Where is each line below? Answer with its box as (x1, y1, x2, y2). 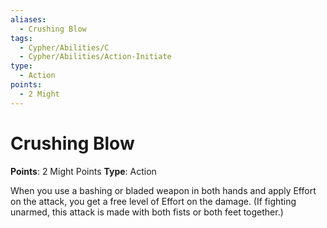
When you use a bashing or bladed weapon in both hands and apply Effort (10, 184, 317, 196)
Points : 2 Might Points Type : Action (10, 165, 157, 177)
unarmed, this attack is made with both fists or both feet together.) (10, 206, 284, 218)
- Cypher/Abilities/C (19, 42, 110, 53)
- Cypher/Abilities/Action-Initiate (19, 52, 172, 62)
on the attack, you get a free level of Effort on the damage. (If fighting (10, 195, 297, 207)
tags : (10, 33, 33, 43)
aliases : (10, 14, 47, 25)
